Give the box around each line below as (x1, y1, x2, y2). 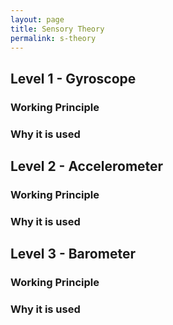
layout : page (10, 14, 65, 25)
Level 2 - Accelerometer (10, 158, 164, 175)
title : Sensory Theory (10, 24, 105, 34)
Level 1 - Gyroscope (10, 70, 137, 87)
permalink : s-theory (10, 33, 97, 43)
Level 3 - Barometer (10, 246, 136, 263)
